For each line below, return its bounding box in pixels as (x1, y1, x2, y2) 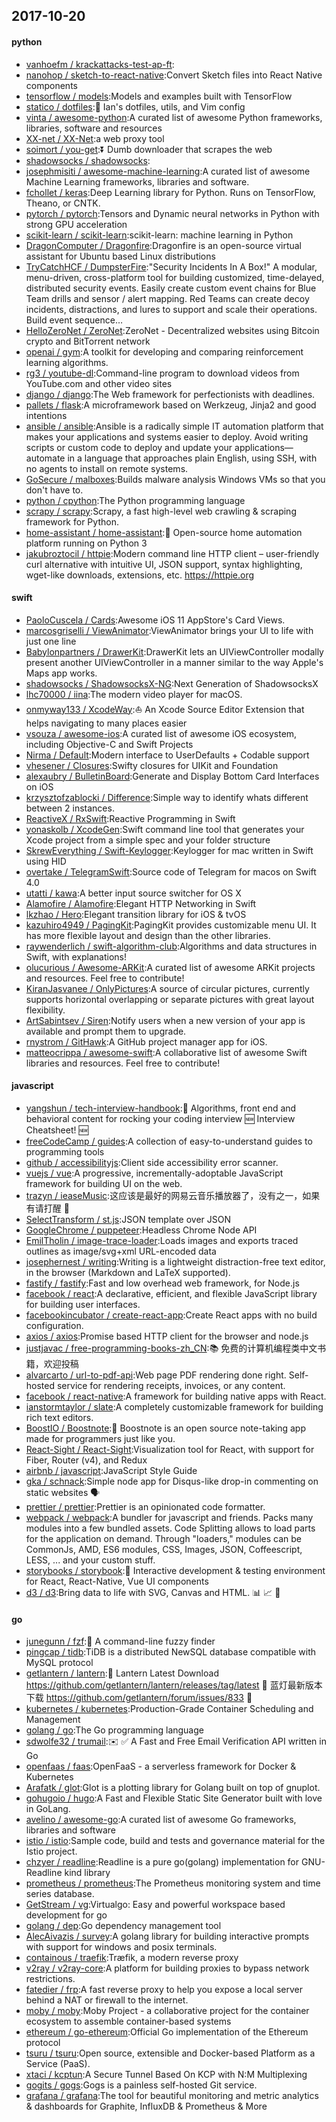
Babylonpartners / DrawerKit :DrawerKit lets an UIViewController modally (25, 645, 324, 658)
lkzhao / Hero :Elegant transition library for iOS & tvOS (25, 908, 247, 920)
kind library (64, 1867, 111, 1879)
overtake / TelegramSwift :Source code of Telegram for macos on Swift (25, 865, 317, 878)
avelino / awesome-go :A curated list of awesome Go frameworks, (25, 1814, 297, 1826)
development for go (25, 1909, 108, 1921)
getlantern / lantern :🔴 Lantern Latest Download (25, 1667, 219, 1679)
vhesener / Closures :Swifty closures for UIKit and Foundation (25, 759, 279, 771)
